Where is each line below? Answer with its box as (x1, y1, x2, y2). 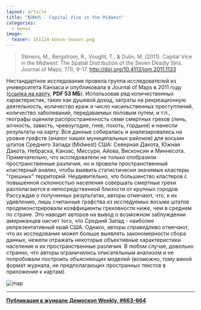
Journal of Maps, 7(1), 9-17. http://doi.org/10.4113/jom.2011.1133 (20, 66, 176, 72)
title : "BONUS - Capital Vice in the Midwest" (6, 14, 124, 20)
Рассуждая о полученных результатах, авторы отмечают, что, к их (6, 192, 178, 199)
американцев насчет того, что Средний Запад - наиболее (6, 217, 154, 224)
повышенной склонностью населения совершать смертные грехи (6, 179, 176, 186)
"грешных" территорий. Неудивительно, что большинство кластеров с (6, 173, 187, 180)
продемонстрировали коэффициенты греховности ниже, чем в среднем (6, 205, 192, 211)
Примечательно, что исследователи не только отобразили (6, 154, 157, 160)
